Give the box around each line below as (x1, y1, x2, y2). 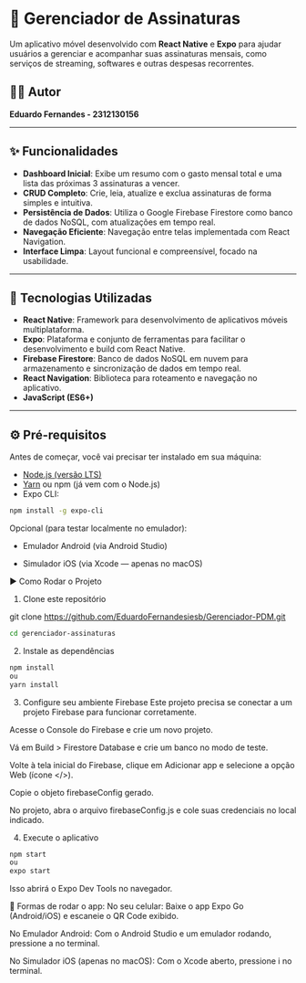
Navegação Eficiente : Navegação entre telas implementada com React (22, 226, 291, 237)
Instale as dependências (22, 645, 115, 656)
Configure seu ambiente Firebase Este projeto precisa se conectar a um (22, 696, 293, 707)
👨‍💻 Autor (9, 84, 62, 100)
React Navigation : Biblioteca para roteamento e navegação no (22, 373, 258, 384)
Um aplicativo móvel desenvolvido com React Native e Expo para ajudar (9, 38, 282, 49)
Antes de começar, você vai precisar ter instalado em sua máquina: (9, 451, 262, 462)
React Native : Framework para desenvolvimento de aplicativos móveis (22, 314, 289, 325)
